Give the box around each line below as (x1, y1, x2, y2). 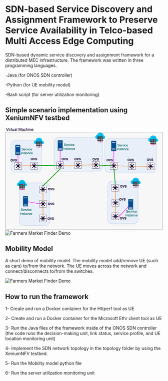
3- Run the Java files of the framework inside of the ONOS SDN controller (5, 325, 157, 331)
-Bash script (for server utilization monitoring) (5, 91, 99, 97)
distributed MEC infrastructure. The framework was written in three (5, 57, 144, 63)
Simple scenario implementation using (5, 106, 128, 114)
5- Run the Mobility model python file (5, 361, 82, 367)
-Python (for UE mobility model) (5, 81, 71, 88)
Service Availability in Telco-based (5, 25, 153, 36)
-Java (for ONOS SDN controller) (5, 72, 72, 78)
